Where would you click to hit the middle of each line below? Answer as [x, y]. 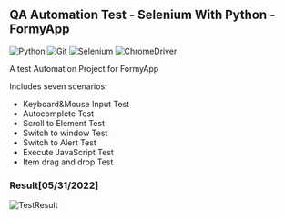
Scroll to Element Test [63, 123]
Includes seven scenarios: [58, 86]
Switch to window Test [65, 133]
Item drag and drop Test [68, 162]
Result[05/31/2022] [54, 185]
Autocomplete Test [58, 114]
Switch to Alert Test [60, 142]
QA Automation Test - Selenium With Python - [142, 15]
